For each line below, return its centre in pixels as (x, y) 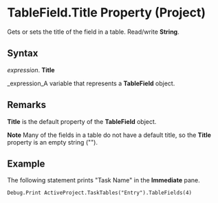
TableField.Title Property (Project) (107, 13)
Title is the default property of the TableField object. (82, 121)
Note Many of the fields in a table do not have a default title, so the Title (109, 135)
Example (26, 163)
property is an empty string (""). (53, 142)
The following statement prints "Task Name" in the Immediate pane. (104, 180)
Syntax (23, 53)
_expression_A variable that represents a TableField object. (91, 83)
